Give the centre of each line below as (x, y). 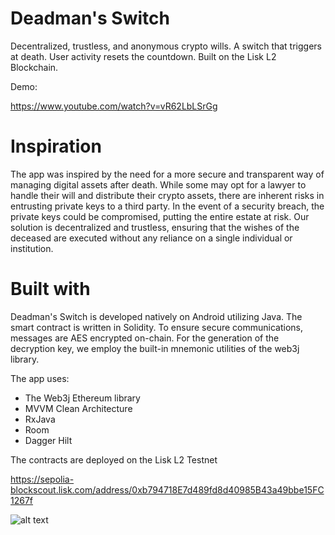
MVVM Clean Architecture (78, 408)
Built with (50, 289)
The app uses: (40, 378)
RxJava (40, 419)
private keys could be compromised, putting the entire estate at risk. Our (160, 216)
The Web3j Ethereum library (82, 398)
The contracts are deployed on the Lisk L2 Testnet (114, 459)
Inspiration (56, 146)
